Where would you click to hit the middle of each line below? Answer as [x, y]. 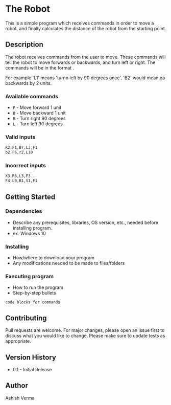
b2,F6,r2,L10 [19, 152]
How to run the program [38, 287]
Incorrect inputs [26, 166]
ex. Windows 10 [29, 233]
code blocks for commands [33, 302]
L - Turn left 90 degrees [38, 124]
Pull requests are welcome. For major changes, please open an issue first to [85, 330]
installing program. [32, 228]
